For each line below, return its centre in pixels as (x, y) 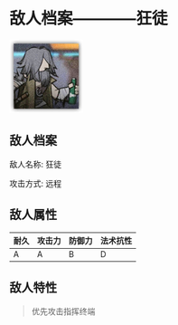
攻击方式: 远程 (35, 183)
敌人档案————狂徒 (89, 19)
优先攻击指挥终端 (63, 311)
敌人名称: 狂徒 (35, 164)
